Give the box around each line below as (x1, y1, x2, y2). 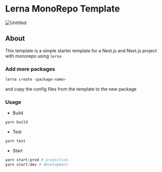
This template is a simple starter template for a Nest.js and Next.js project (5, 47, 157, 53)
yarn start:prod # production (5, 157, 69, 162)
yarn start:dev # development (5, 162, 69, 167)
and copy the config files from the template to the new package (5, 86, 137, 92)
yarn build (5, 120, 28, 125)
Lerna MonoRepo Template (5, 3, 120, 15)
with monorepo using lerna (5, 53, 62, 59)
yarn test (5, 139, 26, 144)
